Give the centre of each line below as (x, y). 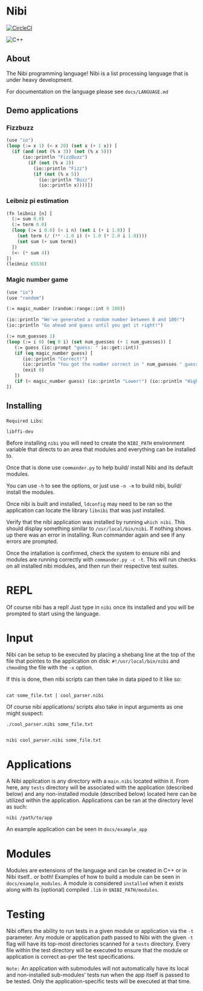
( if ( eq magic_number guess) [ (54, 353)
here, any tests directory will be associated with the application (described (100, 787)
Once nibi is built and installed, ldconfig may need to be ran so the (89, 503)
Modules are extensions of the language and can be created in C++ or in (97, 870)
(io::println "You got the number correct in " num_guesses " (102, 365)
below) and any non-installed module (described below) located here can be (101, 794)
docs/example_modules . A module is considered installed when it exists (95, 883)
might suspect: (25, 714)
